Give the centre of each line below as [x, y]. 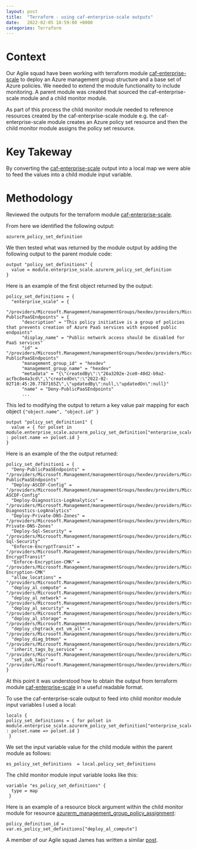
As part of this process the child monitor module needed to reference [90, 110]
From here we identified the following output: [60, 226]
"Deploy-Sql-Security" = [42, 531]
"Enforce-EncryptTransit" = [46, 547]
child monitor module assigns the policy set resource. [71, 128]
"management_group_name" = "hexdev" [66, 369]
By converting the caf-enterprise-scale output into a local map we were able [98, 169]
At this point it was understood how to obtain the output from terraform [92, 681]
